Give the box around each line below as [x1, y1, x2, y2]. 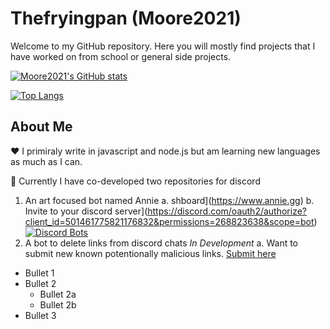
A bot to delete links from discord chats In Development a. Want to [24, 237, 299, 249]
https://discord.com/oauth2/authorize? [147, 205, 308, 217]
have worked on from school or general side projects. [10, 50, 232, 62]
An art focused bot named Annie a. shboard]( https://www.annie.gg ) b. [24, 194, 315, 206]
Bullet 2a [39, 288, 77, 300]
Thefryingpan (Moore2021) [10, 7, 242, 30]
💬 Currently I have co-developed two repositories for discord [10, 175, 261, 187]
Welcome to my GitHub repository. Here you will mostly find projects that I [10, 40, 316, 52]
